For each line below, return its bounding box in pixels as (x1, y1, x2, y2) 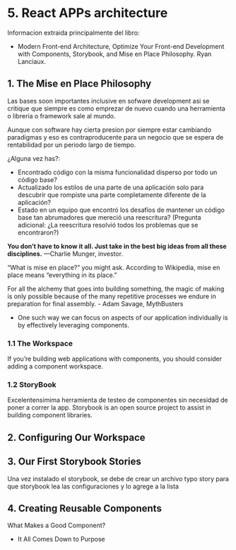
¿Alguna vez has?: (7, 154, 61, 162)
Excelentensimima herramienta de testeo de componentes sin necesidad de (7, 395, 228, 405)
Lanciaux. (17, 57, 47, 65)
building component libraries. (7, 411, 93, 420)
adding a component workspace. (7, 362, 104, 371)
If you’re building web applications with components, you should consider (7, 354, 223, 363)
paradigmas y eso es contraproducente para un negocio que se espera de (7, 133, 224, 141)
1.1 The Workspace (7, 338, 73, 348)
